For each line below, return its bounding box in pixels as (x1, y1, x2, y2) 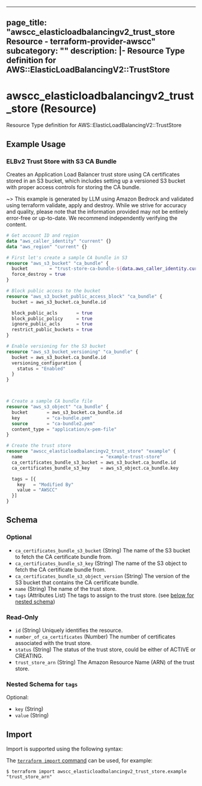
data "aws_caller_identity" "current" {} (6, 238, 112, 244)
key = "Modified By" (17, 481, 74, 488)
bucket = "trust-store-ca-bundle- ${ (11, 266, 122, 272)
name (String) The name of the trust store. (14, 585, 117, 592)
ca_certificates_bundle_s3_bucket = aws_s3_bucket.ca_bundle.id (11, 459, 176, 466)
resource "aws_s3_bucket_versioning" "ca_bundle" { (6, 349, 138, 355)
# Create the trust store (6, 443, 71, 449)
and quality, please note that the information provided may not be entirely (6, 208, 188, 216)
